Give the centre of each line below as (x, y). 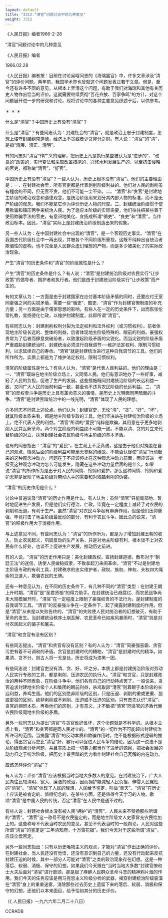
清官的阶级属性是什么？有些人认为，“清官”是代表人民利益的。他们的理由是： (84, 368)
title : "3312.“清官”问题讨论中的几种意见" (45, 15)
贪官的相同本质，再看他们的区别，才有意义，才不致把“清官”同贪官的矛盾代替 (84, 706)
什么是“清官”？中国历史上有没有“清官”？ (46, 122)
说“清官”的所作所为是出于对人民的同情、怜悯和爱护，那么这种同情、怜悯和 (82, 471)
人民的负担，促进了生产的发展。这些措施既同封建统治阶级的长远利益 (84, 381)
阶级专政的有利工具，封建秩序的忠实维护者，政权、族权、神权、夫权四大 (84, 569)
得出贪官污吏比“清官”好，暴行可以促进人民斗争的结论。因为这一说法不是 (88, 742)
